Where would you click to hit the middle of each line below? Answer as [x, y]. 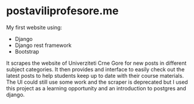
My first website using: [34, 27]
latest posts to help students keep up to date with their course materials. [95, 75]
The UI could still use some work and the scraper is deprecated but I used [97, 82]
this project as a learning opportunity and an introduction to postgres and [96, 88]
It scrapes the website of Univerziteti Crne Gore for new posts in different [96, 63]
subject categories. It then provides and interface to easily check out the [96, 69]
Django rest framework [43, 45]
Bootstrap [27, 51]
